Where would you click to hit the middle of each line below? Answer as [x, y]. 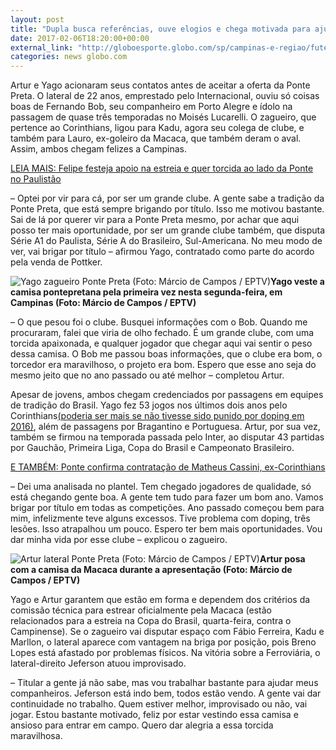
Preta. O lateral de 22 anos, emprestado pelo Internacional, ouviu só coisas [165, 96]
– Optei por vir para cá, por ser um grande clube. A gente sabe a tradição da [167, 198]
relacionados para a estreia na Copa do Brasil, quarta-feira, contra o [151, 621]
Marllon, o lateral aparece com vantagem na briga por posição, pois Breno [163, 642]
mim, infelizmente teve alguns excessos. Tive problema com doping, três [160, 518]
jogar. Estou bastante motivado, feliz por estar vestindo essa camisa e [154, 715]
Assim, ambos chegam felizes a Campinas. [98, 149]
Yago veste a [297, 282]
